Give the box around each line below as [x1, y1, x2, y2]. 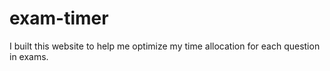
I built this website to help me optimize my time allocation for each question [9, 40, 321, 52]
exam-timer [9, 7, 109, 30]
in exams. [9, 50, 49, 62]
